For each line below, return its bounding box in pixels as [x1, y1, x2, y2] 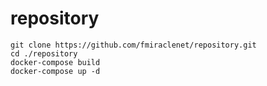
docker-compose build [10, 57, 101, 67]
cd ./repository [10, 48, 78, 59]
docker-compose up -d [10, 66, 101, 76]
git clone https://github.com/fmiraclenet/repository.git [10, 40, 257, 50]
